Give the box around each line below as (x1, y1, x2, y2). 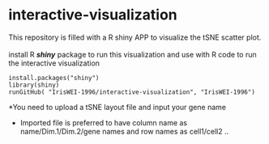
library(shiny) (8, 81, 60, 89)
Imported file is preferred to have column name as (19, 117, 188, 127)
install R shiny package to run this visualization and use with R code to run (8, 49, 257, 59)
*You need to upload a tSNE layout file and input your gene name (8, 102, 227, 112)
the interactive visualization (8, 58, 100, 68)
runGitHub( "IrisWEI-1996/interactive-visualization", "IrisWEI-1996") (8, 87, 255, 96)
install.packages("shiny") (8, 74, 100, 82)
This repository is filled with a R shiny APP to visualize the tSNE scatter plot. (8, 32, 262, 42)
